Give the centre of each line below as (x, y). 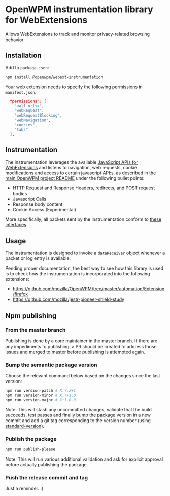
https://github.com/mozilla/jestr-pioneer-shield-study (69, 299)
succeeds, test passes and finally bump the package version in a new (78, 415)
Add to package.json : (27, 67)
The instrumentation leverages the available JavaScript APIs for (72, 162)
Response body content (38, 204)
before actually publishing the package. (47, 465)
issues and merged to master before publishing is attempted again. (75, 352)
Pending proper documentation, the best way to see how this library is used (84, 268)
